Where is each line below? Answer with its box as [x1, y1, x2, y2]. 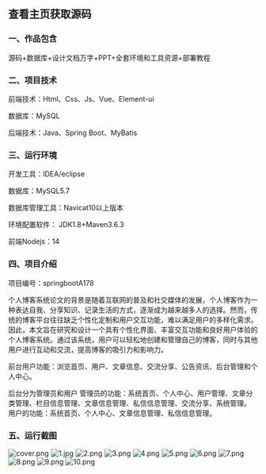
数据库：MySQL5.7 [8, 186, 70, 196]
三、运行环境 [8, 149, 58, 160]
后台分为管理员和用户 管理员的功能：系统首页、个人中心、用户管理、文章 [8, 388, 246, 398]
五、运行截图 [8, 430, 58, 441]
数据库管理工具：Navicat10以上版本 [8, 203, 124, 213]
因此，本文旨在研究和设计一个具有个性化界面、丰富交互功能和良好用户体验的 [8, 325, 258, 334]
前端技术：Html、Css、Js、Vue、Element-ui [8, 94, 154, 103]
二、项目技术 [8, 75, 58, 86]
